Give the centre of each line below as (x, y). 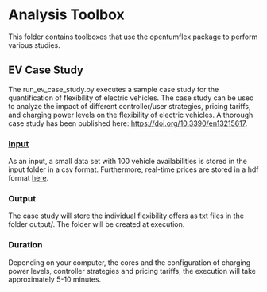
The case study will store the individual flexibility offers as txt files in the (126, 216)
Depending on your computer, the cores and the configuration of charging (130, 262)
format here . (29, 178)
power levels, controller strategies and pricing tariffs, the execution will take (132, 271)
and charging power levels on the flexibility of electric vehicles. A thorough (131, 115)
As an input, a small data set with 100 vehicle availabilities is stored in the (128, 162)
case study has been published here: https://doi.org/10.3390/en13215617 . (128, 123)
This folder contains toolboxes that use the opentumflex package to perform (133, 37)
